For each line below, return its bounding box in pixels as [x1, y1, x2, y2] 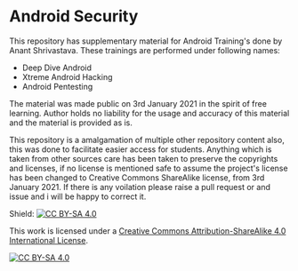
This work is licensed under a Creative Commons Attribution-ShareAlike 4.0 [9, 225, 286, 236]
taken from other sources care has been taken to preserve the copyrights [9, 153, 278, 163]
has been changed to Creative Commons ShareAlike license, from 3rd [9, 171, 265, 183]
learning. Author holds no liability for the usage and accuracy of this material [9, 108, 290, 118]
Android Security [9, 6, 139, 27]
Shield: [9, 208, 35, 219]
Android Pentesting [21, 81, 93, 92]
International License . [9, 235, 89, 245]
